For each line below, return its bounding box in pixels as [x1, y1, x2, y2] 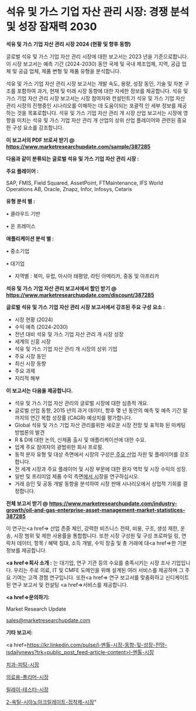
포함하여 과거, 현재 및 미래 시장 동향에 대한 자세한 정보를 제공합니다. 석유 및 [16, 87, 188, 94]
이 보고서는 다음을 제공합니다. [6, 387, 73, 394]
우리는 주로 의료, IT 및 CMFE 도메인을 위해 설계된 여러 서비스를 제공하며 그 [13, 566, 184, 573]
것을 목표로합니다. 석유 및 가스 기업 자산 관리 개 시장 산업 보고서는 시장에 [16, 109, 183, 116]
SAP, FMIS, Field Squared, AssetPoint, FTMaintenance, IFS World [6, 179, 163, 186]
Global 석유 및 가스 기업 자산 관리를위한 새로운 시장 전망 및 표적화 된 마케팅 [14, 421, 186, 428]
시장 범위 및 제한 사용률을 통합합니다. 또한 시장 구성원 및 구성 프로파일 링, [13, 532, 180, 539]
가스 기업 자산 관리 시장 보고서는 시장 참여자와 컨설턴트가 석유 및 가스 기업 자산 [6, 94, 185, 101]
